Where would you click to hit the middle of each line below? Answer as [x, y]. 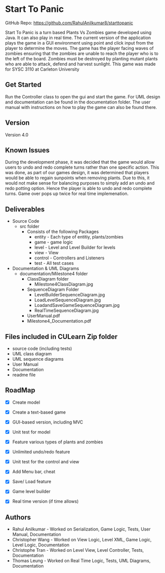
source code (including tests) [42, 348]
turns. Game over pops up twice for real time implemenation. [67, 193]
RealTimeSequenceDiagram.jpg [66, 311]
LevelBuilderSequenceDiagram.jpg [70, 295]
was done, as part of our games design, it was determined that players [77, 173]
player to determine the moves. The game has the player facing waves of [80, 48]
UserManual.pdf [43, 316]
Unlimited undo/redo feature [41, 452]
